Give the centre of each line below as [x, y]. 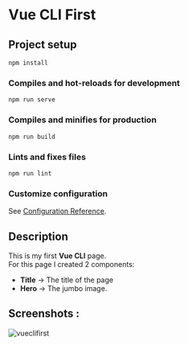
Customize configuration [58, 193]
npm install [28, 63]
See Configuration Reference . [57, 212]
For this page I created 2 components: [72, 264]
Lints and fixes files [47, 157]
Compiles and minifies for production [82, 120]
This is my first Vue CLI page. [57, 256]
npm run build [32, 137]
